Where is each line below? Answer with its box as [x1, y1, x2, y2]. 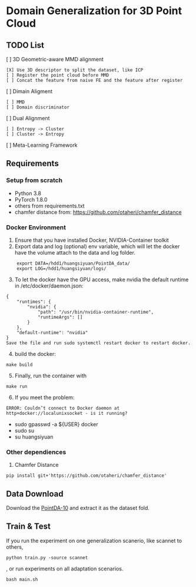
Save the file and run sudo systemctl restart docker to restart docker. [6, 340, 191, 346]
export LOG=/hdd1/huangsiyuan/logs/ [16, 265, 107, 272]
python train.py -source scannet [6, 555, 88, 560]
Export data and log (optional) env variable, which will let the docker [14, 243, 180, 250]
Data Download [6, 489, 64, 499]
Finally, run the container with [14, 372, 87, 379]
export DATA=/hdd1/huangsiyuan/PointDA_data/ [16, 260, 131, 266]
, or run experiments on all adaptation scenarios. [6, 565, 124, 572]
